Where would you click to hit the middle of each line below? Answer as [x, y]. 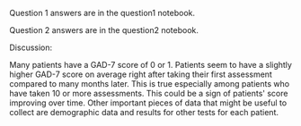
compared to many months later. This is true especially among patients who [150, 84]
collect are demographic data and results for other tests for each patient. [144, 112]
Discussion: [31, 47]
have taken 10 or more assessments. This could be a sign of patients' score [149, 93]
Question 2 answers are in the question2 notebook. [104, 30]
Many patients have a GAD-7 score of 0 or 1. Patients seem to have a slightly [150, 65]
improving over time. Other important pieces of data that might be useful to [148, 103]
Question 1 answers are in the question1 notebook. [102, 13]
